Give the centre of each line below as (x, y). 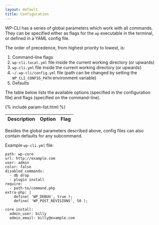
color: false (18, 167)
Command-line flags (33, 57)
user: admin (17, 163)
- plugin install (27, 180)
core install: (19, 209)
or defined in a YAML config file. (37, 38)
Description (21, 119)
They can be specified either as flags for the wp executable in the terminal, (79, 33)
